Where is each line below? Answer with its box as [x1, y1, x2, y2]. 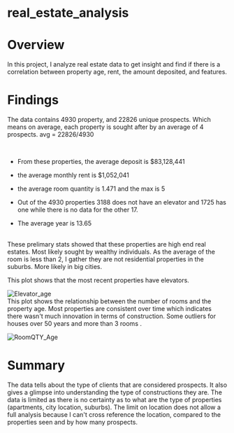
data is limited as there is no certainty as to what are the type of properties [7, 396, 222, 404]
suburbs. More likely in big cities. [7, 263, 103, 271]
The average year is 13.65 [17, 219, 92, 228]
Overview [7, 37, 65, 53]
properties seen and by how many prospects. [7, 418, 138, 426]
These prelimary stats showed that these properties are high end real [7, 240, 206, 249]
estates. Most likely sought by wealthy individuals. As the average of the [7, 247, 215, 256]
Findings [7, 92, 59, 108]
